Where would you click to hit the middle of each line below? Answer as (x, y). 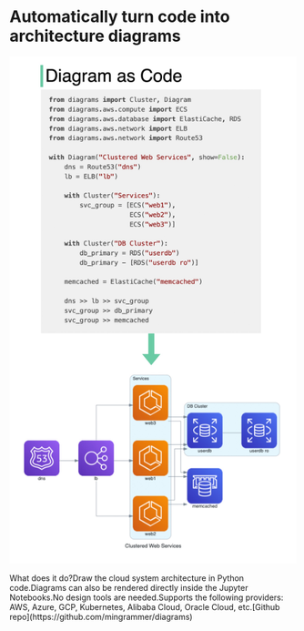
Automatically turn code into (120, 17)
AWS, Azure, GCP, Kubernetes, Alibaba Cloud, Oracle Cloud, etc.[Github (145, 607)
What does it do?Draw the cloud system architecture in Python (127, 578)
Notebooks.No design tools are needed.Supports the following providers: (147, 597)
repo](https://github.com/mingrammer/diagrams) (101, 617)
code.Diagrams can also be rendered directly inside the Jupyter (129, 588)
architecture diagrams (96, 36)
